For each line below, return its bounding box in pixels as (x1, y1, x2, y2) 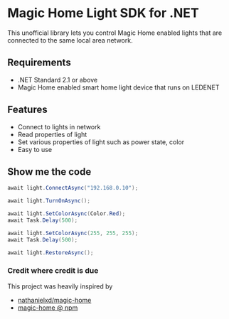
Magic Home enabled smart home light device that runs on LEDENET (17, 83, 220, 92)
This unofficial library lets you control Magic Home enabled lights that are (7, 28, 223, 37)
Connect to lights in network (17, 122, 101, 131)
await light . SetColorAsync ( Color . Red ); (7, 210, 126, 217)
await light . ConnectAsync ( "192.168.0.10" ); (7, 185, 139, 192)
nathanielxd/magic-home (17, 296, 92, 304)
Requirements (7, 57, 71, 69)
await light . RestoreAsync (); (7, 249, 94, 256)
